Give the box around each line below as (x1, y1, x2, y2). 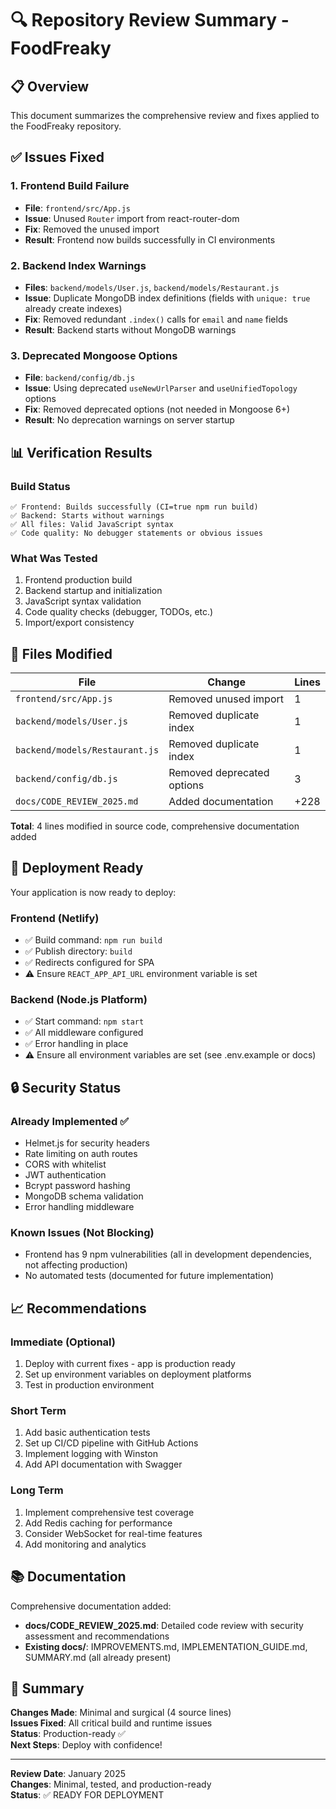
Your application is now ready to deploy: (10, 886, 177, 898)
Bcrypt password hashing (24, 1180, 131, 1192)
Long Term (10, 1483, 64, 1497)
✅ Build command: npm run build (24, 934, 163, 946)
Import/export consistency (24, 617, 135, 629)
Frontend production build (24, 574, 133, 586)
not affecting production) (24, 1259, 128, 1271)
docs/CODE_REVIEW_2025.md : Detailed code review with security (24, 1619, 304, 1631)
